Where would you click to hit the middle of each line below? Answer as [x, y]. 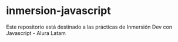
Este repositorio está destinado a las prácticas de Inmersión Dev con [89, 27]
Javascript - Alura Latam [36, 33]
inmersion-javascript [58, 11]
